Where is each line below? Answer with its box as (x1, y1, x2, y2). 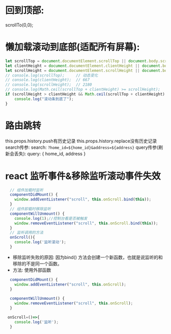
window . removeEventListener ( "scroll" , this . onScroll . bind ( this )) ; (14, 220, 158, 226)
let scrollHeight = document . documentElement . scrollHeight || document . (5, 68, 163, 73)
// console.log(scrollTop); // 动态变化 (5, 72, 98, 78)
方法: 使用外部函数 (12, 267, 51, 273)
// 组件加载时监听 (10, 187, 44, 193)
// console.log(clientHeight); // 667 (5, 78, 90, 83)
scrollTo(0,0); (5, 21, 34, 28)
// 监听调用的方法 (10, 230, 44, 235)
